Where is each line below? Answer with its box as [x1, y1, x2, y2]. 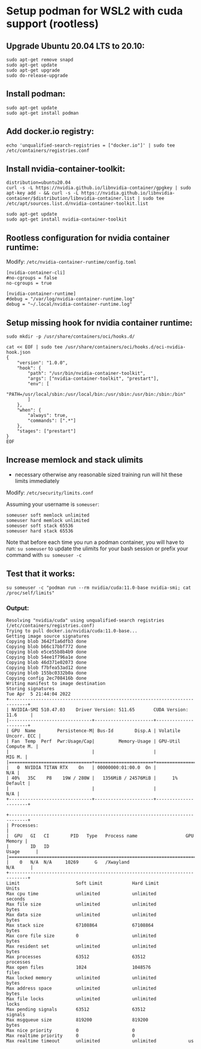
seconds [6, 896, 26, 902]
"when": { [17, 407, 42, 413]
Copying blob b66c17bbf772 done [6, 643, 87, 649]
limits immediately [14, 477, 60, 484]
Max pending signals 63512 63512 [6, 1006, 146, 1012]
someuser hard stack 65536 [6, 528, 74, 534]
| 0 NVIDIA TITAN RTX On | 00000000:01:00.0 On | [6, 764, 157, 770]
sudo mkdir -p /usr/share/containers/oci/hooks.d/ [6, 333, 135, 340]
